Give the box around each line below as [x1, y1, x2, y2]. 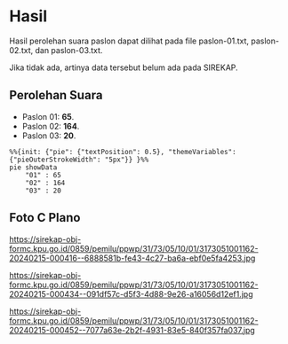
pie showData [9, 162, 58, 172]
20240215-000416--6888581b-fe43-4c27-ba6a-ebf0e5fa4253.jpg [9, 253, 256, 263]
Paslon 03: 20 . [21, 130, 76, 141]
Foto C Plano [9, 210, 81, 225]
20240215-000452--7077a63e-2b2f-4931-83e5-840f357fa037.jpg [9, 324, 255, 335]
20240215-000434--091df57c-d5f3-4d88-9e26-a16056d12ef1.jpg [9, 288, 253, 299]
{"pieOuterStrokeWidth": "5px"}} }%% [9, 155, 149, 164]
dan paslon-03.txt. [35, 44, 103, 55]
